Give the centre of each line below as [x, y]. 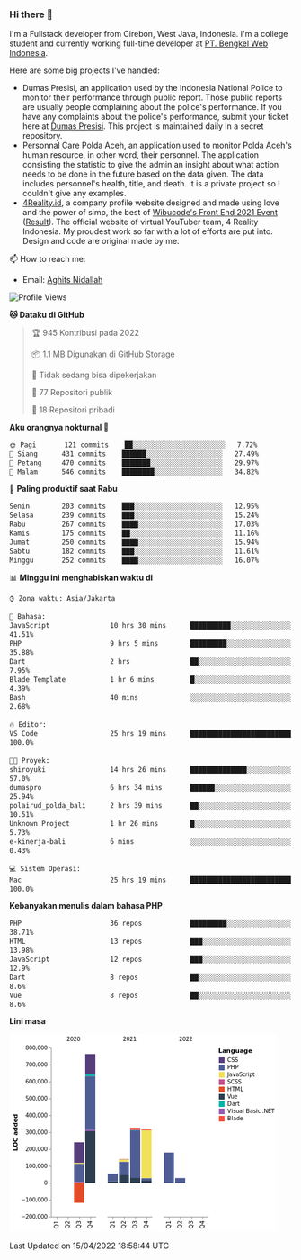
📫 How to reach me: [48, 259]
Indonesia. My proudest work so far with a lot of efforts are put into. [148, 231]
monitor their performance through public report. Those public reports [152, 97]
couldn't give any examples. [74, 194]
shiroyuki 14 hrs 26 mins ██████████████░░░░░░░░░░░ [150, 770]
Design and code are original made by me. [101, 241]
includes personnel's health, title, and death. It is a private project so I [151, 184]
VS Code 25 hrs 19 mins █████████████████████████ [150, 734]
